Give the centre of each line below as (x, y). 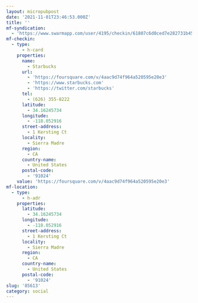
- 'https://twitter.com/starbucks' (71, 88)
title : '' (18, 22)
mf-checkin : (21, 39)
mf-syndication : (26, 28)
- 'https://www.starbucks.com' (66, 83)
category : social (27, 291)
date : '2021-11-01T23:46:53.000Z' (49, 17)
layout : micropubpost (33, 11)
